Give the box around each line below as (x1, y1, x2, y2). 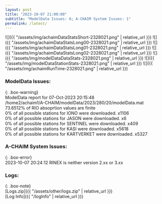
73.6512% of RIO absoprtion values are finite (5, 105, 96, 111)
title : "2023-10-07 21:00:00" (5, 12, 67, 17)
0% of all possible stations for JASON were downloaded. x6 (5, 115, 127, 121)
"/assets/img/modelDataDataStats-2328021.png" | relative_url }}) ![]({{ (11, 55, 155, 61)
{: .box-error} (5, 154, 32, 160)
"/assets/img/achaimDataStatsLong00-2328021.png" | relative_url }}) (11, 40, 152, 46)
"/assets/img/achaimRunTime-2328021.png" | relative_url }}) (5, 66, 128, 72)
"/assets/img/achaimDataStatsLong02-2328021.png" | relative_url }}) (11, 50, 152, 56)
